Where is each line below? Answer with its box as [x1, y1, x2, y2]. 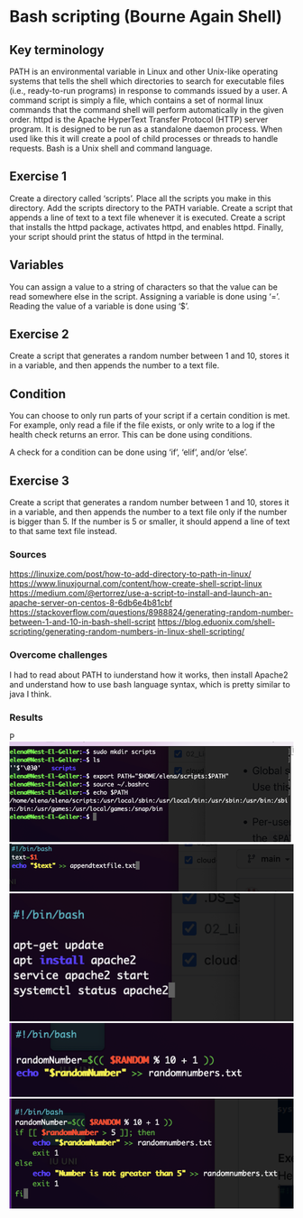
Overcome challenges [9, 649, 108, 661]
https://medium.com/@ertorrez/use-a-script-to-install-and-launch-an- [9, 588, 272, 599]
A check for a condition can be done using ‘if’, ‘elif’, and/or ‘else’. [9, 447, 248, 457]
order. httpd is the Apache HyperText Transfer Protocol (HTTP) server [9, 115, 269, 125]
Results [9, 711, 43, 724]
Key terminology [9, 42, 106, 58]
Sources [9, 548, 47, 560]
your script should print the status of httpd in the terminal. [9, 231, 225, 242]
